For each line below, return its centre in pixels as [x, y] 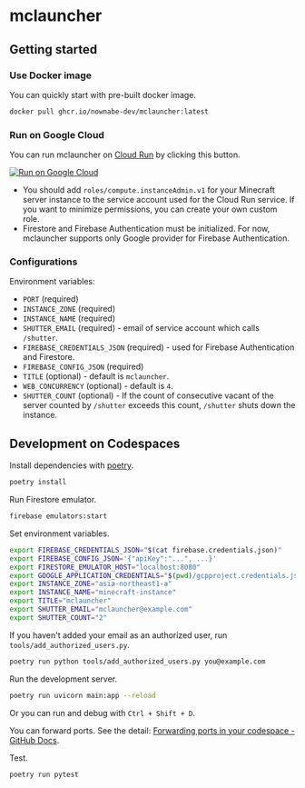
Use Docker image [51, 75]
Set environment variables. [59, 534]
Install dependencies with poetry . [72, 465]
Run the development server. [64, 679]
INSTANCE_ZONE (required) [69, 309]
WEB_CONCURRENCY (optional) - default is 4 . [98, 386]
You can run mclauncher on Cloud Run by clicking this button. [125, 155]
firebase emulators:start [58, 516]
